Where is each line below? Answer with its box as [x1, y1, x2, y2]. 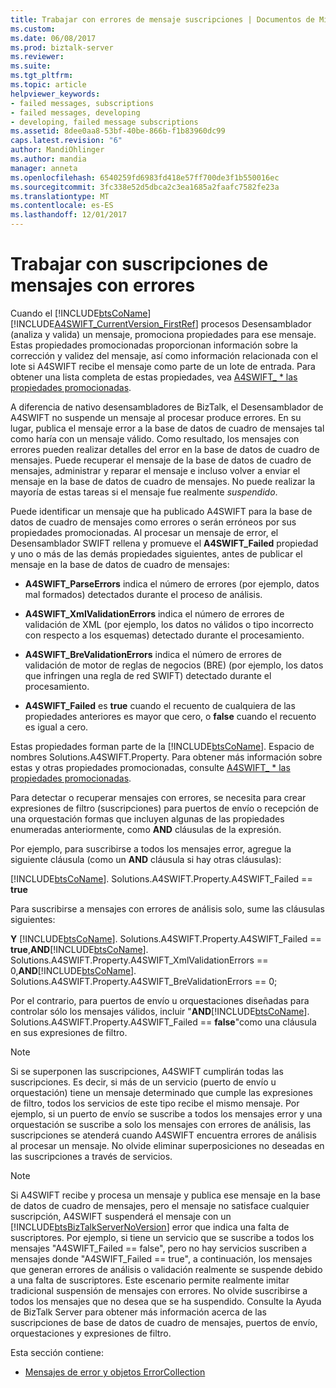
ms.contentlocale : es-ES [10, 201, 114, 211]
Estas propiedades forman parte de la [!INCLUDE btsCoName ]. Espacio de [10, 740, 315, 752]
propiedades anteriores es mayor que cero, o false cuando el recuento [24, 710, 317, 722]
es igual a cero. [24, 721, 89, 733]
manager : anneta [10, 163, 78, 173]
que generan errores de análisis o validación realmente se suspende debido [10, 1263, 323, 1275]
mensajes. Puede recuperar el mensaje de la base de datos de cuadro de [10, 454, 312, 466]
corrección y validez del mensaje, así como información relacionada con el [10, 349, 318, 361]
